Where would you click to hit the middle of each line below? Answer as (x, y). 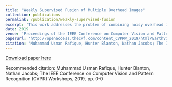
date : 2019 (17, 29)
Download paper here (28, 58)
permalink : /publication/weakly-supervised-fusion (60, 19)
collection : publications (33, 15)
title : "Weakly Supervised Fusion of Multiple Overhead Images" (75, 10)
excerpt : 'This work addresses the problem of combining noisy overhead (84, 24)
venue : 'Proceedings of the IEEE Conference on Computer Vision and (80, 34)
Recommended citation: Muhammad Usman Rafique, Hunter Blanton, (78, 68)
